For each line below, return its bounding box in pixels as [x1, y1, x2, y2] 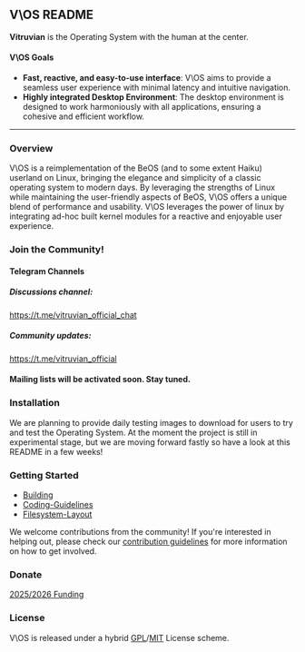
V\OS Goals [9, 52, 54, 63]
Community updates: [9, 331, 92, 341]
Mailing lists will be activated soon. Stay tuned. [9, 374, 191, 385]
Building [22, 489, 54, 500]
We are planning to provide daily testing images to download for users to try [9, 417, 293, 428]
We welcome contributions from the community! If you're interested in [9, 526, 271, 537]
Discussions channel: [9, 286, 93, 298]
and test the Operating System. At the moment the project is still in [9, 427, 258, 438]
